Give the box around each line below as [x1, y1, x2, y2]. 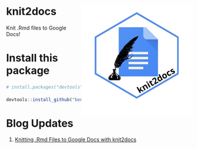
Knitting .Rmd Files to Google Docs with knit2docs [14, 136, 137, 143]
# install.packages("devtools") [6, 84, 86, 90]
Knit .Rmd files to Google [6, 24, 67, 31]
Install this [6, 51, 58, 65]
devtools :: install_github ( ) [6, 96, 144, 102]
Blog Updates [6, 116, 74, 130]
